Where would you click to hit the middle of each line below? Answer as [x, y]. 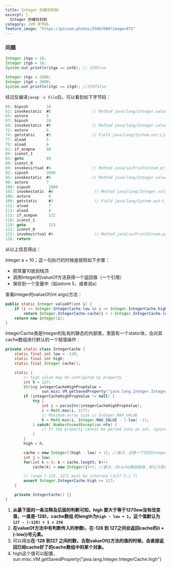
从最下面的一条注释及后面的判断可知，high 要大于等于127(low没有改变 [87, 510]
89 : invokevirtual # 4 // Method [59, 168]
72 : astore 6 [27, 130]
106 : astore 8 [28, 196]
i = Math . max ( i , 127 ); [66, 410]
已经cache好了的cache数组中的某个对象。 [62, 547]
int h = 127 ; [37, 382]
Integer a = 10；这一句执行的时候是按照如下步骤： [58, 260]
